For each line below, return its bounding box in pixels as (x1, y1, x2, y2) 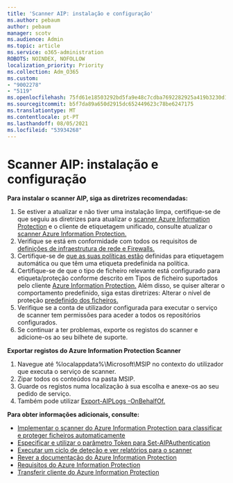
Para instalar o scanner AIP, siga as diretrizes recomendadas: (7, 194, 189, 202)
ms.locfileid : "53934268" (7, 126, 82, 133)
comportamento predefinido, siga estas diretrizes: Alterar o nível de (17, 289, 211, 297)
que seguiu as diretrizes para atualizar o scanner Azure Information (17, 215, 210, 223)
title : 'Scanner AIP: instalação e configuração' (7, 10, 154, 17)
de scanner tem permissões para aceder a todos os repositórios (17, 311, 201, 320)
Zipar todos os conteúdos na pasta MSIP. (17, 375, 135, 383)
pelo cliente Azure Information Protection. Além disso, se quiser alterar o (17, 281, 225, 290)
